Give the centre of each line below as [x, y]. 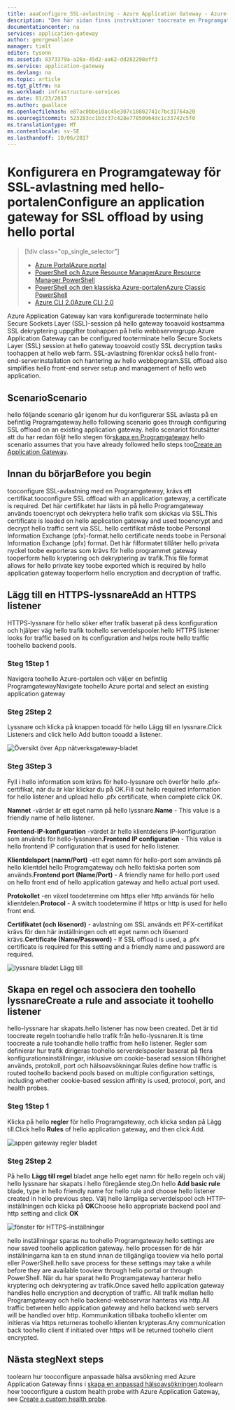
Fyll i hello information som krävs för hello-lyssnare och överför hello [106, 782]
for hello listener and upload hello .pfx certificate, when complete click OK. [115, 797]
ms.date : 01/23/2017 [37, 99]
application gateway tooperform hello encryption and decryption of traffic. [114, 573]
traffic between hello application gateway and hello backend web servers [113, 1308]
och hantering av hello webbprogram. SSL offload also [150, 361]
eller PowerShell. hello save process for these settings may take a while [109, 1263]
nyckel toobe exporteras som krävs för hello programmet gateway [102, 550]
